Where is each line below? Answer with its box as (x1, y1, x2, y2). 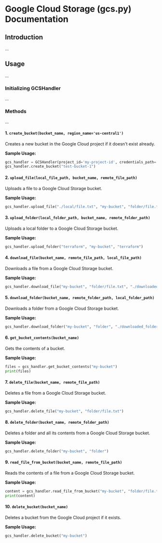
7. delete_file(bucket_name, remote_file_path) (5, 379, 100, 385)
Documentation (5, 14, 69, 25)
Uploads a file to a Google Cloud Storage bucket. (5, 185, 102, 191)
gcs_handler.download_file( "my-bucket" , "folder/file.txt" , (5, 284, 129, 289)
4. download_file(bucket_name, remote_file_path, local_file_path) (5, 255, 142, 260)
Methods (5, 108, 27, 115)
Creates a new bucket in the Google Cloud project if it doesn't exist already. (5, 141, 155, 146)
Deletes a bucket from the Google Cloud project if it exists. (5, 514, 121, 520)
